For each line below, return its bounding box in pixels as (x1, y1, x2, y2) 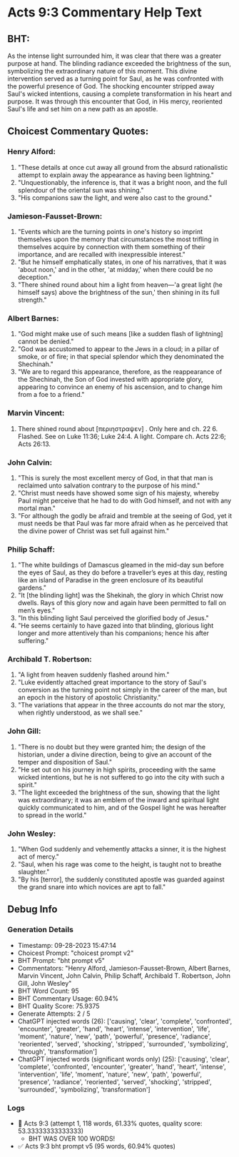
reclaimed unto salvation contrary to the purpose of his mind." (17, 481, 200, 490)
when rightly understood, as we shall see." (17, 708, 143, 717)
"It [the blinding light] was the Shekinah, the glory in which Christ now (17, 591, 223, 600)
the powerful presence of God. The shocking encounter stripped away (7, 82, 215, 90)
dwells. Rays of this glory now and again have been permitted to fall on (17, 599, 227, 607)
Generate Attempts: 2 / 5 (17, 1009, 91, 1018)
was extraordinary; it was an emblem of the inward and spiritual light (17, 795, 220, 804)
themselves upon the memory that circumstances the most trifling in (17, 235, 219, 243)
